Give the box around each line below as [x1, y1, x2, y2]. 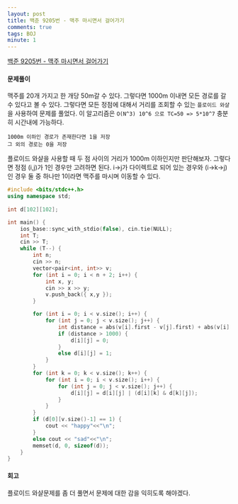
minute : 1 [7, 37, 37, 44]
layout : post [7, 10, 46, 18]
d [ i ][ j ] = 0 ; [70, 337, 110, 344]
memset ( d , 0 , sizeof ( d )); [33, 442, 110, 449]
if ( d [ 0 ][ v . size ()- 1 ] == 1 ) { [33, 416, 122, 423]
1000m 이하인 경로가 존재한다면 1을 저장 [7, 134, 110, 141]
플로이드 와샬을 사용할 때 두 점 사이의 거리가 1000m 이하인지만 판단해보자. [7, 154, 212, 163]
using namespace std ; [7, 193, 72, 200]
